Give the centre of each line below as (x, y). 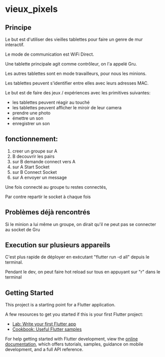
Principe (18, 28)
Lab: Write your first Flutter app (44, 324)
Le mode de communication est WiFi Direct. (50, 54)
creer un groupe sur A (35, 151)
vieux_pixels (31, 9)
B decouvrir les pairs (33, 156)
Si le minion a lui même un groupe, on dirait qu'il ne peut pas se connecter (81, 224)
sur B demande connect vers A (44, 161)
